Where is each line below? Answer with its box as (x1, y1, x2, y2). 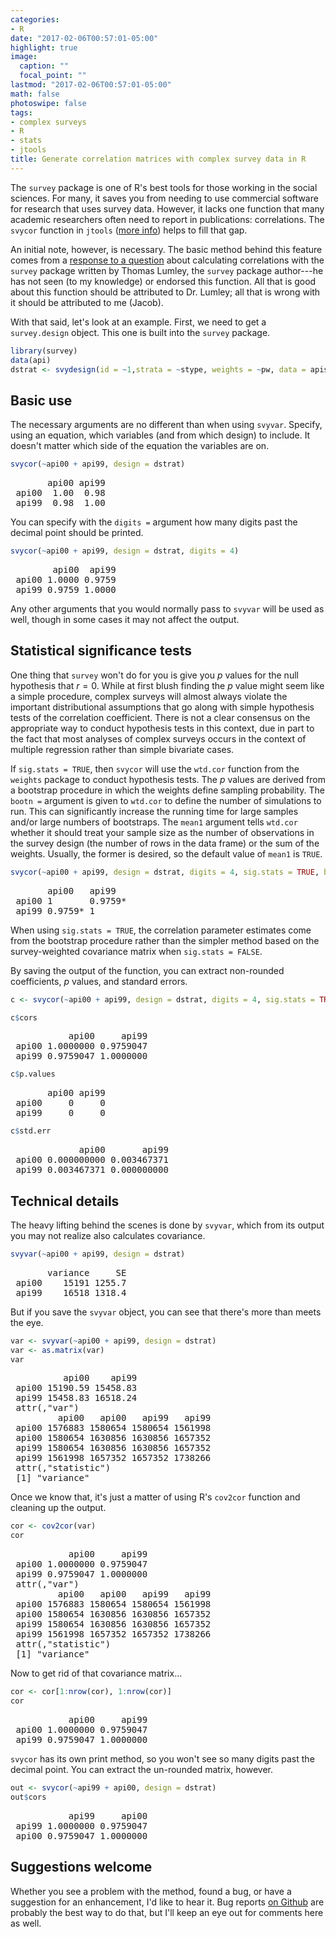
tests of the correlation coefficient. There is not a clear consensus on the (10, 711, 311, 723)
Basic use (10, 392, 73, 409)
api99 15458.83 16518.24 (15, 1392, 138, 1404)
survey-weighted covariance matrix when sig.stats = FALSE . (10, 945, 263, 957)
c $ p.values (10, 1069, 56, 1080)
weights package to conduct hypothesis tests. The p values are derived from (10, 773, 326, 785)
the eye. (10, 1316, 44, 1328)
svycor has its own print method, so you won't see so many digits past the (10, 1752, 315, 1765)
